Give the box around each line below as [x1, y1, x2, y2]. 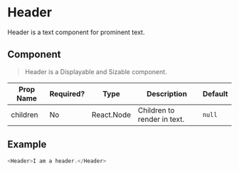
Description [147, 88, 187, 98]
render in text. [137, 114, 185, 124]
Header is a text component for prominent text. [7, 28, 145, 36]
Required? [49, 88, 85, 98]
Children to [137, 105, 175, 115]
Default [202, 88, 228, 98]
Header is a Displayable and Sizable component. [24, 67, 167, 76]
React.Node [91, 110, 132, 120]
